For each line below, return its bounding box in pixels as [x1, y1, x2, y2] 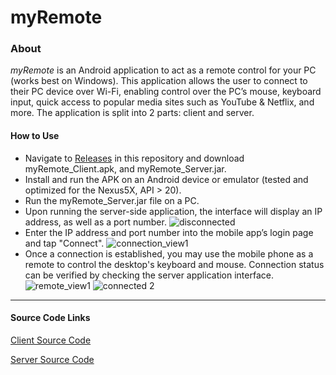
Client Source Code [10, 334, 92, 346]
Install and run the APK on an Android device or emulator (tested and [24, 173, 309, 185]
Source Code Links [10, 312, 91, 324]
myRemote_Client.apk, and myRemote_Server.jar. [24, 162, 227, 175]
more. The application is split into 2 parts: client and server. [10, 107, 255, 119]
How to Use [10, 130, 60, 142]
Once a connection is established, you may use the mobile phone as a [24, 247, 314, 260]
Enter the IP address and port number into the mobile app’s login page [24, 226, 314, 238]
